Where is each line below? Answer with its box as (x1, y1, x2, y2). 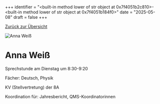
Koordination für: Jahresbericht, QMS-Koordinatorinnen (5, 93, 116, 99)
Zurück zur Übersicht (5, 24, 47, 29)
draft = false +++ (13, 14, 47, 20)
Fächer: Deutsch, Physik (5, 75, 54, 81)
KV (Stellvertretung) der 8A (5, 84, 59, 90)
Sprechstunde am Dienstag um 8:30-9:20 (5, 65, 88, 71)
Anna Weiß (5, 50, 50, 61)
